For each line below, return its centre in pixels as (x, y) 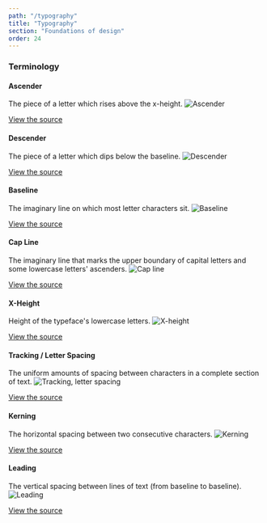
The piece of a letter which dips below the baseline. (95, 156)
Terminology (34, 67)
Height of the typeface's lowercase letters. (80, 321)
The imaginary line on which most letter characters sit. (99, 208)
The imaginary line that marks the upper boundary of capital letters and (127, 260)
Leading (22, 468)
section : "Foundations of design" (67, 31)
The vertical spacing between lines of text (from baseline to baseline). (125, 486)
